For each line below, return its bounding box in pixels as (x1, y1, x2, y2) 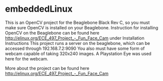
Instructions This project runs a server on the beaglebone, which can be (5, 40, 150, 46)
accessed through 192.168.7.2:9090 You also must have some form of (5, 45, 145, 51)
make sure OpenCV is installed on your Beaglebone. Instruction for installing (5, 24, 159, 30)
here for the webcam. (5, 56, 49, 61)
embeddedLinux (5, 3, 73, 15)
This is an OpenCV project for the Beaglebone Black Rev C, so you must (5, 20, 150, 25)
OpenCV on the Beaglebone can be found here (5, 30, 100, 36)
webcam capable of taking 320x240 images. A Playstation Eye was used (5, 50, 152, 57)
